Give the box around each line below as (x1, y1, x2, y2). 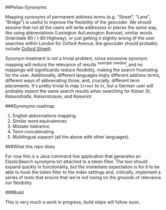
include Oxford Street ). (5, 46, 52, 51)
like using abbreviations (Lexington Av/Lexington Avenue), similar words (5, 30, 153, 35)
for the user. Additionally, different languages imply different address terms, (5, 72, 161, 78)
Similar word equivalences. (12, 118, 68, 124)
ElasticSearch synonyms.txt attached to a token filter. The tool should (5, 158, 148, 164)
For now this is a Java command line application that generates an (5, 153, 141, 159)
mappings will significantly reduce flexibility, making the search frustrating (5, 67, 158, 73)
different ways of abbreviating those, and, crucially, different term (5, 77, 140, 83)
